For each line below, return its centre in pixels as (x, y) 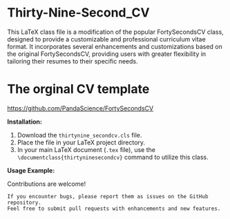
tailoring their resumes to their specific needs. (73, 61)
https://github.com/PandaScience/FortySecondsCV (80, 108)
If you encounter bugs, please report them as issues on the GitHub (108, 196)
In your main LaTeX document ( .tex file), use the (86, 149)
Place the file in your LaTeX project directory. (81, 142)
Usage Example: (31, 170)
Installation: (25, 122)
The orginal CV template (78, 89)
